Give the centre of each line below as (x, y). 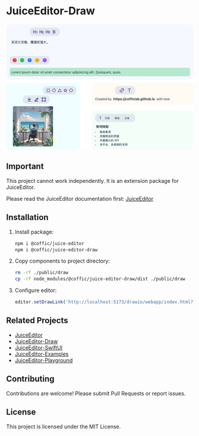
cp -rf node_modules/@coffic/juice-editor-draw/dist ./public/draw (100, 279)
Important (25, 166)
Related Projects (37, 321)
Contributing (30, 379)
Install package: (34, 232)
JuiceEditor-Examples (42, 354)
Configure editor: (36, 291)
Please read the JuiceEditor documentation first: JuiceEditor (80, 198)
